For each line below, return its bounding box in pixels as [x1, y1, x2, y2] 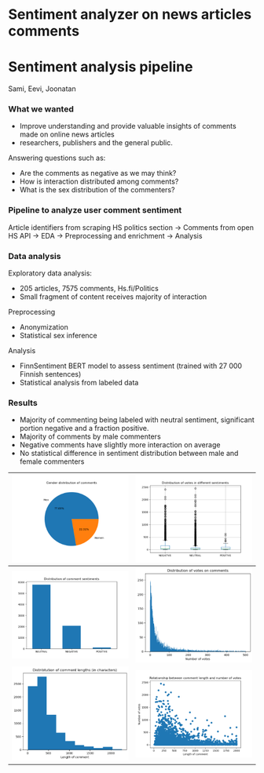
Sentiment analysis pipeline [8, 58, 193, 76]
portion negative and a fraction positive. [19, 424, 149, 433]
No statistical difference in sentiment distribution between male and [19, 449, 239, 458]
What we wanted [8, 104, 75, 115]
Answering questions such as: [8, 153, 106, 162]
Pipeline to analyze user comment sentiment [8, 205, 182, 216]
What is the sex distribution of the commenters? [19, 185, 175, 195]
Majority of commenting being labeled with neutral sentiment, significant [19, 415, 255, 425]
